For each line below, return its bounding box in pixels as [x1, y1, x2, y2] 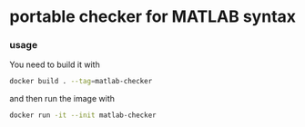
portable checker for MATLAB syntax [9, 6, 297, 27]
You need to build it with [9, 59, 100, 70]
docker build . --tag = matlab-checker [9, 77, 153, 86]
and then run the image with [9, 93, 116, 104]
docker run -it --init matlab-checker [9, 111, 157, 120]
